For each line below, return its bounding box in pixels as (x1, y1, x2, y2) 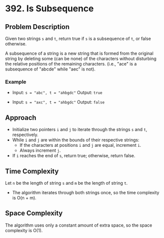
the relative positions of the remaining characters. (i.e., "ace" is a (5, 61, 137, 67)
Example (5, 78, 27, 85)
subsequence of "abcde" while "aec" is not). (5, 66, 96, 72)
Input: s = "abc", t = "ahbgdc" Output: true (12, 90, 102, 96)
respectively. (12, 132, 38, 138)
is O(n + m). (12, 195, 37, 201)
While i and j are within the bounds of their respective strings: (12, 137, 139, 143)
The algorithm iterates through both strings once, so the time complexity (12, 189, 160, 195)
